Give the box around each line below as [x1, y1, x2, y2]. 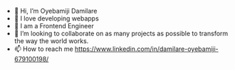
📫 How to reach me [14, 45, 73, 53]
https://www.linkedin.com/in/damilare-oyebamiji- [74, 45, 219, 53]
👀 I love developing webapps [14, 14, 100, 23]
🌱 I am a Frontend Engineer [14, 22, 94, 30]
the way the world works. [14, 37, 89, 45]
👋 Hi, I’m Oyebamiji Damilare [14, 7, 98, 15]
